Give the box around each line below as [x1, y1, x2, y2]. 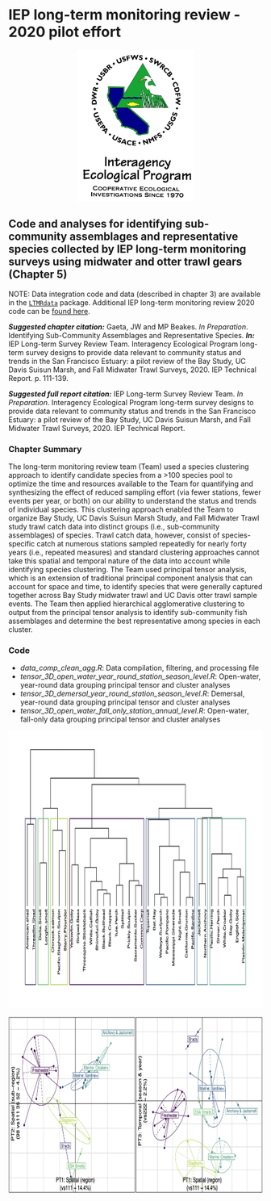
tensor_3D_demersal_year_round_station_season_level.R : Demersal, [19, 688, 245, 699]
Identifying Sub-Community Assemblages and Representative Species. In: [8, 330, 256, 340]
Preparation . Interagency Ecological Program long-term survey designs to [8, 397, 254, 407]
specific [8, 539, 35, 549]
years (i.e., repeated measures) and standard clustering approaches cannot [8, 547, 260, 558]
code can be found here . [8, 306, 90, 316]
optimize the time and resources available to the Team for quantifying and [8, 479, 254, 489]
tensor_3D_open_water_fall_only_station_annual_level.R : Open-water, [19, 706, 250, 716]
